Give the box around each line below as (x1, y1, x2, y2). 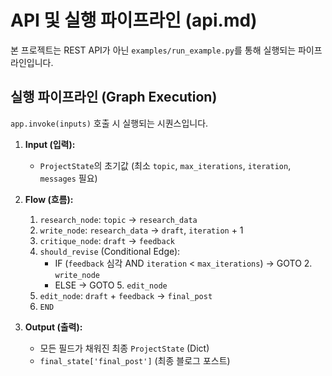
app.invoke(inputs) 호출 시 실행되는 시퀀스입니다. (10, 117, 209, 129)
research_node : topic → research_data (39, 213, 198, 225)
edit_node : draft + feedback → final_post (39, 289, 213, 301)
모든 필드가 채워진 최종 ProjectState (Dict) (39, 342, 210, 354)
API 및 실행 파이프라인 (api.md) (10, 9, 258, 32)
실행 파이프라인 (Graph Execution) (10, 89, 218, 106)
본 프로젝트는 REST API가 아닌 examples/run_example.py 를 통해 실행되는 (10, 44, 297, 56)
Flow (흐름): (24, 193, 74, 205)
